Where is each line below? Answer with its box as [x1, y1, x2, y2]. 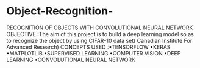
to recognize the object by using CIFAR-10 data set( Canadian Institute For [6, 37, 193, 44]
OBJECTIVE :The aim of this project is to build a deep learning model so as [6, 30, 194, 37]
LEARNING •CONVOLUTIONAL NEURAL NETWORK [6, 56, 136, 63]
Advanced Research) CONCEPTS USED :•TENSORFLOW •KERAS [6, 43, 171, 51]
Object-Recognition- [6, 4, 113, 18]
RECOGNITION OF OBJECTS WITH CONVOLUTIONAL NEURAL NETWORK [6, 24, 193, 31]
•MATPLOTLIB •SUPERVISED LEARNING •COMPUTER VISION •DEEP [6, 49, 181, 57]
